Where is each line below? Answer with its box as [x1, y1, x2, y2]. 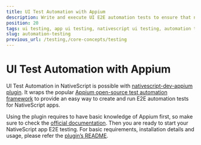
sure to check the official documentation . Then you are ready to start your [6, 119, 188, 126]
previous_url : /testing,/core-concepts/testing [6, 37, 127, 43]
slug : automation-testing [6, 31, 71, 37]
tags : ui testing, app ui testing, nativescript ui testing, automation [6, 25, 191, 32]
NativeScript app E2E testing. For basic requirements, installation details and [6, 125, 194, 132]
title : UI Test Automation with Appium [6, 8, 106, 15]
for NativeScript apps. [6, 101, 60, 108]
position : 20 [6, 20, 39, 26]
